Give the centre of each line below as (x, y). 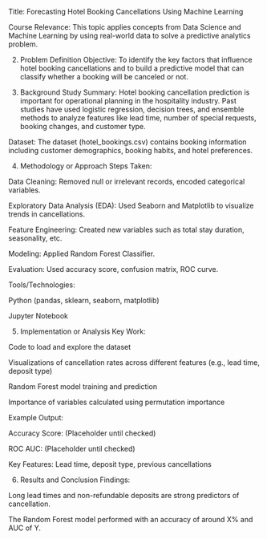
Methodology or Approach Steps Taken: (86, 166)
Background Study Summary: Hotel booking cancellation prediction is (135, 92)
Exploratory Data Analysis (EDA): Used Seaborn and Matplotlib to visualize (131, 205)
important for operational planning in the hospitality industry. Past (128, 101)
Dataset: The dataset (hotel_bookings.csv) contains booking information (127, 142)
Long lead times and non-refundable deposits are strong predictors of (124, 495)
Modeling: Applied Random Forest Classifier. (81, 253)
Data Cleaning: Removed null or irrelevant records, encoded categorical (127, 181)
